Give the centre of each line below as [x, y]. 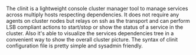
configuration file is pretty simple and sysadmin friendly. [75, 46]
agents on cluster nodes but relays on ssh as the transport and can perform [98, 21]
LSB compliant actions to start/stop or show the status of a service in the [95, 27]
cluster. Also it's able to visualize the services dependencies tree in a [90, 33]
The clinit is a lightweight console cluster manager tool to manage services [97, 8]
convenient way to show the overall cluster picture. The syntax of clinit [92, 39]
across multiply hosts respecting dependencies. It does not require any [93, 15]
